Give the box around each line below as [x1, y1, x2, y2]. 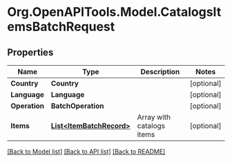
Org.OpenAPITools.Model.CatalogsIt [7, 4, 222, 20]
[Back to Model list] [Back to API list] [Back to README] [7, 147, 166, 156]
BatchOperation [50, 101, 104, 111]
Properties [7, 46, 54, 58]
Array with [137, 112, 171, 122]
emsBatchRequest [7, 19, 115, 35]
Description [140, 67, 180, 76]
